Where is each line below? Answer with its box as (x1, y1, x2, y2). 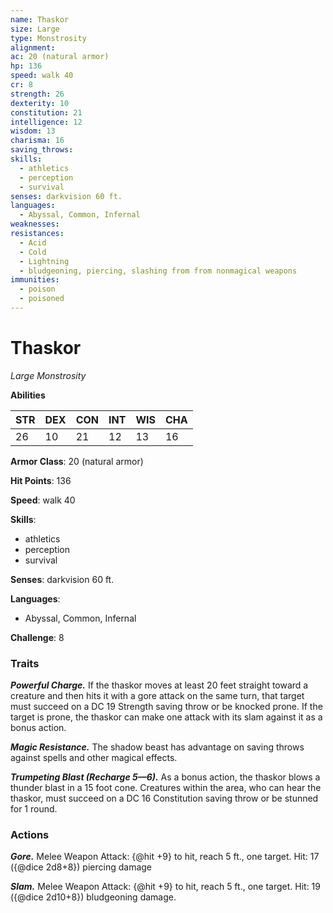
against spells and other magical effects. (10, 752, 178, 764)
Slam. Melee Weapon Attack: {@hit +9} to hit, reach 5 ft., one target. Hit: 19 (10, 881, 321, 893)
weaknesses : (10, 219, 60, 230)
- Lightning (19, 256, 70, 266)
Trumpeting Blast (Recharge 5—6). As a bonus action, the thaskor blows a (10, 771, 321, 783)
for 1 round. (10, 803, 58, 815)
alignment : (10, 42, 56, 53)
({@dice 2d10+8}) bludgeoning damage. (10, 891, 177, 903)
